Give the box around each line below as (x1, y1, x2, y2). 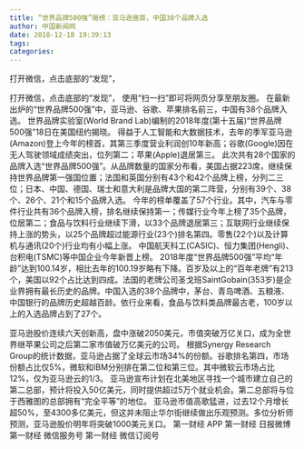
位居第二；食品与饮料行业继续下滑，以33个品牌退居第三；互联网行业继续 (9, 217, 282, 228)
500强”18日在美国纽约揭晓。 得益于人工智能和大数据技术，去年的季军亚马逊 (9, 126, 293, 137)
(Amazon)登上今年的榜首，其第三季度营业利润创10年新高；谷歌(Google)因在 (9, 138, 294, 149)
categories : (9, 47, 54, 56)
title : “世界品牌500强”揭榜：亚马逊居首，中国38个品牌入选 (9, 13, 209, 23)
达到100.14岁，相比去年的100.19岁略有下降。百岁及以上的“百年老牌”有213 (21, 263, 294, 274)
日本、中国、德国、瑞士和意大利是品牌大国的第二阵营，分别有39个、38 (25, 184, 292, 195)
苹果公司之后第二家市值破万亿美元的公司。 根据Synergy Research (25, 339, 271, 350)
